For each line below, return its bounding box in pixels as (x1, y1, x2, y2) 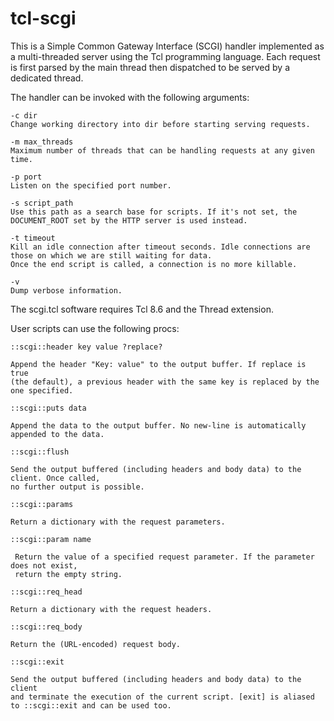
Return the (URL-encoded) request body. (10, 639, 182, 649)
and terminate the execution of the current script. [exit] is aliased (10, 692, 315, 702)
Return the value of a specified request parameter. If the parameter (14, 552, 315, 562)
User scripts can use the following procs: (10, 322, 180, 334)
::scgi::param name (10, 534, 92, 544)
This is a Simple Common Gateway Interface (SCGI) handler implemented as (10, 40, 325, 52)
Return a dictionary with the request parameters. (10, 517, 226, 527)
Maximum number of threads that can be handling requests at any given (10, 145, 315, 156)
